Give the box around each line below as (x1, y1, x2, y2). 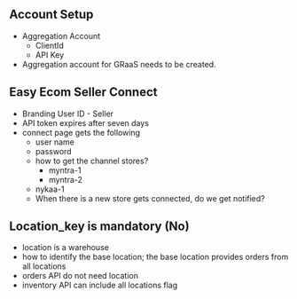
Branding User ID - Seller (21, 108, 113, 119)
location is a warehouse (21, 242, 109, 253)
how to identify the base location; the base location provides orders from (21, 252, 289, 263)
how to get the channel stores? (35, 155, 149, 166)
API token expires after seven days (21, 117, 149, 128)
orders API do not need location (21, 271, 139, 281)
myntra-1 (48, 164, 82, 176)
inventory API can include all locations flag (21, 279, 178, 291)
